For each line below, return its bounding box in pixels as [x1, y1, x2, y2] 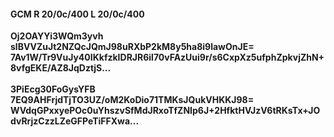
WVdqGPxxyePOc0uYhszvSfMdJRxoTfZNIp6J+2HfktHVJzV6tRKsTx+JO [10, 105, 321, 117]
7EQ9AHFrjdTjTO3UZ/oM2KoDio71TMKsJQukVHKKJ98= [10, 94, 255, 106]
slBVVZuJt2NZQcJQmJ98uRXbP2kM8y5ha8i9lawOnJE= [10, 41, 255, 53]
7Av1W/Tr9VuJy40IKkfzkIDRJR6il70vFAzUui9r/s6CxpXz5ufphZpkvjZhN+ [10, 51, 325, 64]
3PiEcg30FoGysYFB [10, 83, 96, 95]
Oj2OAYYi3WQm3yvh [10, 30, 104, 42]
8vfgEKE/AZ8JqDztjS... [10, 62, 112, 74]
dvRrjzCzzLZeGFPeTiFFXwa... [10, 115, 140, 127]
